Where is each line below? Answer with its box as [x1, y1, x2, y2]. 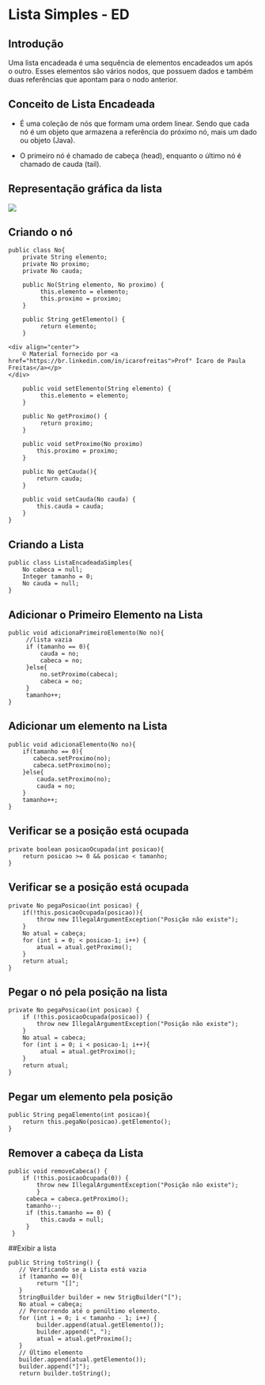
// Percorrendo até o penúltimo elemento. [18, 1307, 161, 1315]
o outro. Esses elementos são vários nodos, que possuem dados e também [8, 66, 253, 76]
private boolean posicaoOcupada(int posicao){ [8, 845, 165, 853]
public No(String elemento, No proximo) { [22, 281, 165, 289]
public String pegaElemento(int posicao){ [8, 1111, 150, 1119]
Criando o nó [8, 225, 74, 239]
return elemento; [40, 323, 97, 331]
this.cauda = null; [40, 1216, 104, 1224]
